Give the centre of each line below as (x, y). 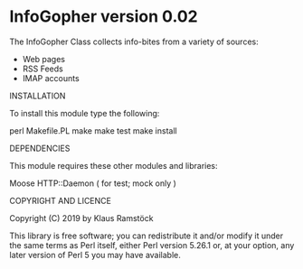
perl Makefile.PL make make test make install (94, 130)
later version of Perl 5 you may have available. (95, 255)
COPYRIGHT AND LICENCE (60, 200)
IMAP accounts (51, 78)
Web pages (44, 59)
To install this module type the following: (85, 113)
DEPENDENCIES (40, 148)
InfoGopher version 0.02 (104, 17)
